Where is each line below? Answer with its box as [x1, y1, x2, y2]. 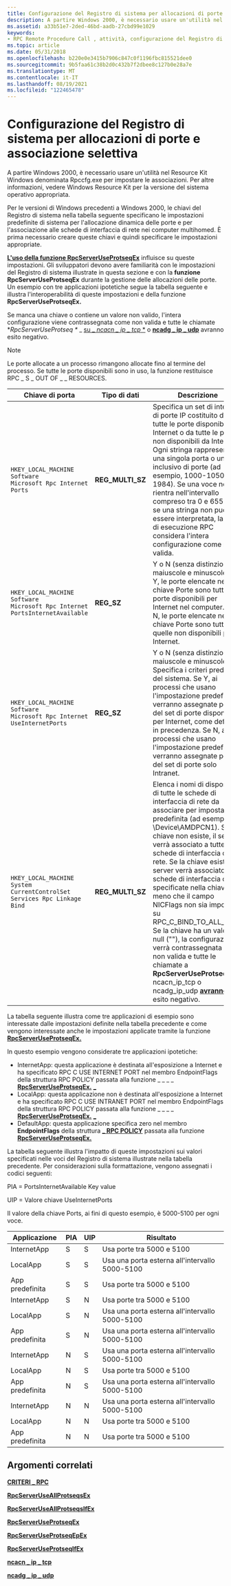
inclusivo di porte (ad [152, 462, 221, 472]
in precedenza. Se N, [152, 725, 221, 735]
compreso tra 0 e [152, 497, 208, 506]
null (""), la [152, 934, 188, 944]
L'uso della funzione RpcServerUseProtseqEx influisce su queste [7, 254, 195, 262]
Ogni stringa [152, 445, 192, 455]
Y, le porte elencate [152, 577, 216, 586]
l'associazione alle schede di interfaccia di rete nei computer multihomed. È [7, 226, 221, 234]
